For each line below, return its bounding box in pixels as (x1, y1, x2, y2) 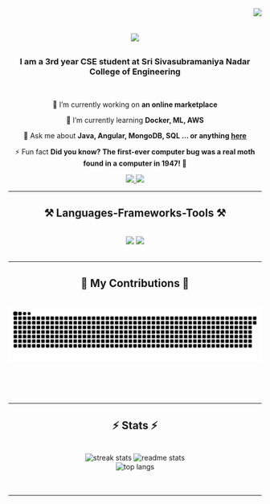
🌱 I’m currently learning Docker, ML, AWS (65, 116, 205, 125)
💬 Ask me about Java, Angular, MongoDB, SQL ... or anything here (23, 131, 247, 141)
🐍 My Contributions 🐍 (80, 277, 190, 290)
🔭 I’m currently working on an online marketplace (52, 100, 218, 109)
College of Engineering (89, 66, 181, 77)
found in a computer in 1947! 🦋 (83, 158, 187, 168)
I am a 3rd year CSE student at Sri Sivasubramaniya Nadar (19, 56, 251, 68)
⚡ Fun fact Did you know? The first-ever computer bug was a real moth (14, 147, 256, 157)
